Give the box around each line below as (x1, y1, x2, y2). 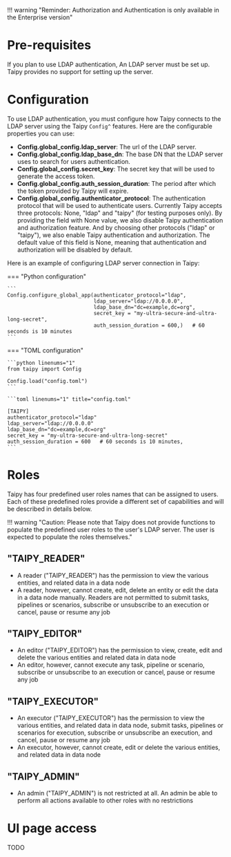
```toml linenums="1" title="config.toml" (7, 395, 131, 403)
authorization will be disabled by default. (17, 245, 133, 254)
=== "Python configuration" (7, 272, 87, 281)
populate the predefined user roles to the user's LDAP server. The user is (7, 525, 215, 534)
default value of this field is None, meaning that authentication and (17, 238, 207, 246)
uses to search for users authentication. (17, 157, 131, 165)
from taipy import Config (7, 366, 81, 373)
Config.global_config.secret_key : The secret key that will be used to (17, 164, 215, 173)
